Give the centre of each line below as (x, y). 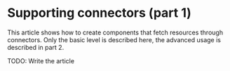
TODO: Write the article (41, 60)
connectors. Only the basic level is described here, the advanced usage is (114, 39)
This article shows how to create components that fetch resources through (115, 32)
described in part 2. (36, 47)
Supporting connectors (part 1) (99, 13)
